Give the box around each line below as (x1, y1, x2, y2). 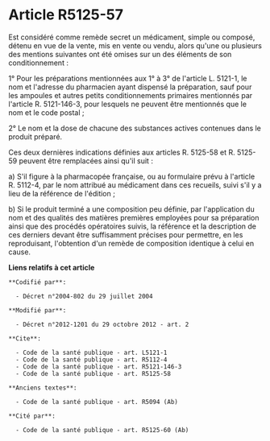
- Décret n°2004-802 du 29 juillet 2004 (15, 292, 153, 300)
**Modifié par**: (8, 306, 67, 315)
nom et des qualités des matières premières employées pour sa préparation (8, 212, 260, 222)
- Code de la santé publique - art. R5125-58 (15, 369, 172, 377)
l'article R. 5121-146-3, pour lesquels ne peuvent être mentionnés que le (8, 99, 247, 109)
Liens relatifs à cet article (8, 262, 95, 272)
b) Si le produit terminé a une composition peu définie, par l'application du (8, 204, 255, 214)
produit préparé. (8, 131, 63, 142)
